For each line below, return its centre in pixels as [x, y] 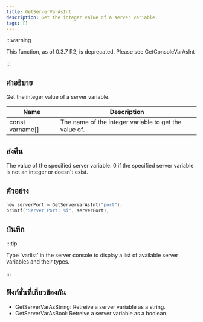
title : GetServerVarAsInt [39, 12]
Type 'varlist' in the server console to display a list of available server [92, 255]
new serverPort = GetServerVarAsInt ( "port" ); [64, 205]
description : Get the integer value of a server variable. [82, 17]
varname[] [24, 130]
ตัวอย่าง [18, 191]
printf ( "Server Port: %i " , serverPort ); [58, 210]
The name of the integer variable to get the [121, 122]
